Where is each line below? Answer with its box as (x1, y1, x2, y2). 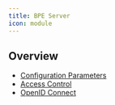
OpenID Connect (19, 88, 77, 98)
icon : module (8, 19, 53, 27)
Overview (8, 49, 59, 63)
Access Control (19, 79, 72, 89)
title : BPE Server (8, 11, 70, 20)
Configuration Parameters (19, 70, 107, 81)
